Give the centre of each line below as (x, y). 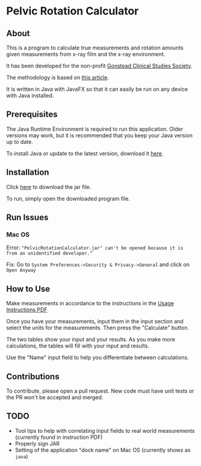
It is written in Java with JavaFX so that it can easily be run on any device (97, 89)
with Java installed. (30, 95)
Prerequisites (32, 115)
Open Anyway (21, 270)
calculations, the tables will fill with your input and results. (78, 346)
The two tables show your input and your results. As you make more (91, 340)
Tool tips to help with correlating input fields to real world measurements (105, 430)
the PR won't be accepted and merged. (55, 397)
